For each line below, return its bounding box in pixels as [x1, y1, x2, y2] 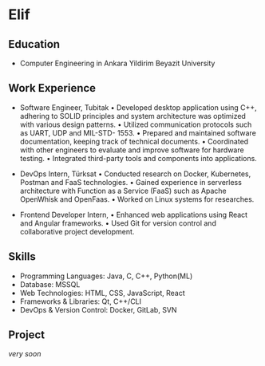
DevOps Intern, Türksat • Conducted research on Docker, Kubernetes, [19, 169, 251, 179]
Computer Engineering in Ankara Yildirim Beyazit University [19, 58, 216, 68]
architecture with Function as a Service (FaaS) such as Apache [19, 186, 227, 195]
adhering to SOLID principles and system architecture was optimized [19, 111, 246, 120]
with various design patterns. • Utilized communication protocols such [19, 120, 252, 129]
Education [8, 37, 61, 51]
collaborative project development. [19, 226, 135, 236]
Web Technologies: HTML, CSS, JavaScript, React [19, 288, 185, 297]
